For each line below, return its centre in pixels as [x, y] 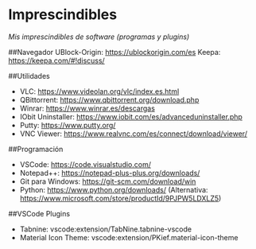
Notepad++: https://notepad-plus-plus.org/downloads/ [110, 173]
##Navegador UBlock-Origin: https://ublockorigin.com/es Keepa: [114, 52]
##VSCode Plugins [39, 213]
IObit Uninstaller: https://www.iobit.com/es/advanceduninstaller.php [131, 116]
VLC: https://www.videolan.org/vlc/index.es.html [99, 91]
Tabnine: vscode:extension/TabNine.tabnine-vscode [106, 229]
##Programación [36, 149]
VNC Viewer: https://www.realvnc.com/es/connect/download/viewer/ [134, 134]
